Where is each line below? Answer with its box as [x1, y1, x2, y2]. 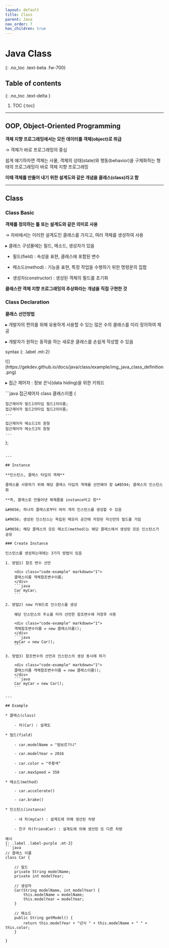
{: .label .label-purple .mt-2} [5, 840, 73, 846]
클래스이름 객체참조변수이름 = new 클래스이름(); [14, 668, 102, 673]
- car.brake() [14, 797, 44, 802]
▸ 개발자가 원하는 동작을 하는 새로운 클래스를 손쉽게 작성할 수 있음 [5, 338, 134, 344]
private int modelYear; [14, 873, 64, 879]
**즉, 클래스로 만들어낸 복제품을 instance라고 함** [5, 497, 101, 503]
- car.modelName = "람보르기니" [14, 742, 77, 747]
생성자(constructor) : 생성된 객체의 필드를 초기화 [12, 275, 109, 281]
